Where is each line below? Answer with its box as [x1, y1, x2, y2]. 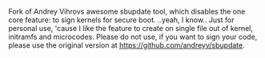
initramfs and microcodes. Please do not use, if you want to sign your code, [8, 32, 258, 41]
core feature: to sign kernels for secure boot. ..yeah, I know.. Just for [8, 15, 235, 25]
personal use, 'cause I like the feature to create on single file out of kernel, [8, 24, 254, 33]
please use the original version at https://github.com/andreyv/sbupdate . [8, 41, 246, 50]
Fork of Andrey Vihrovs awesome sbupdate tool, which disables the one [8, 7, 246, 16]
